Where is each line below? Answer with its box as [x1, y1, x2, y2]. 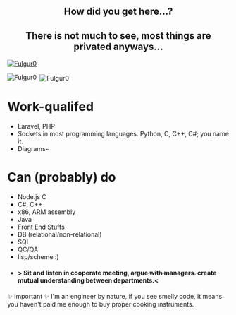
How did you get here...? [63, 6, 173, 18]
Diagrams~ [17, 144, 50, 153]
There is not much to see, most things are [25, 30, 211, 42]
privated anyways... [73, 40, 163, 52]
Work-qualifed [7, 99, 94, 115]
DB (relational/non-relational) [17, 230, 102, 239]
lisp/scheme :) [17, 252, 59, 261]
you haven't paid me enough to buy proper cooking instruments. [7, 299, 194, 308]
